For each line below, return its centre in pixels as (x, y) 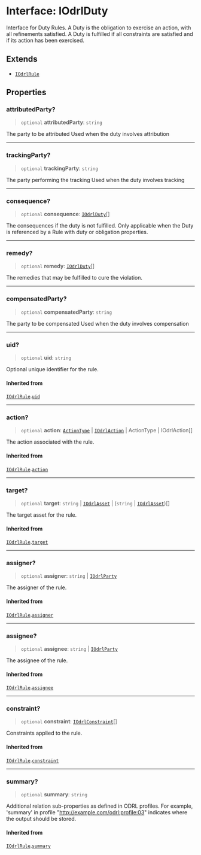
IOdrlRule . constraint (33, 760)
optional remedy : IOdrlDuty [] (57, 266)
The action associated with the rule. (50, 442)
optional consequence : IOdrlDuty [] (65, 214)
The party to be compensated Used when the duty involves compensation (98, 323)
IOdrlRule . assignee (30, 687)
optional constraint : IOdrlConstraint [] (69, 721)
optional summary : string (54, 794)
